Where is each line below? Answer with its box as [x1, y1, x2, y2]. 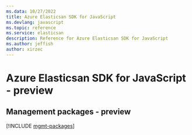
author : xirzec [6, 47, 43, 52]
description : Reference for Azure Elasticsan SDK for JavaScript [6, 35, 168, 41]
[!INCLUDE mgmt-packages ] [6, 122, 75, 129]
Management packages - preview [6, 107, 131, 117]
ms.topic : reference [6, 24, 57, 31]
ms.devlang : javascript [6, 19, 64, 25]
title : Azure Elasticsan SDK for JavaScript [6, 14, 116, 20]
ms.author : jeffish [6, 41, 54, 47]
